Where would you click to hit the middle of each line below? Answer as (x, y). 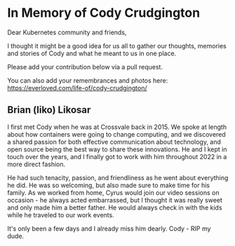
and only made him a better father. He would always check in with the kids (115, 207)
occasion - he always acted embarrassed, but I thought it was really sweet (115, 200)
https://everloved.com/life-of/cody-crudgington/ (77, 88)
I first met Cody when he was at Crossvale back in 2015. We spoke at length (117, 127)
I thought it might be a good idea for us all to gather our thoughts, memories (117, 46)
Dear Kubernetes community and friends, (67, 32)
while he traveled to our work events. (61, 214)
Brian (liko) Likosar (49, 110)
